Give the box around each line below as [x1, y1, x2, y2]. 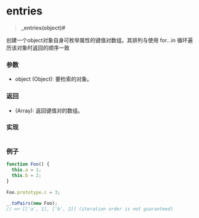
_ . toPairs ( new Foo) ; [6, 201, 58, 207]
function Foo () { [6, 161, 50, 167]
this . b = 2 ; [11, 172, 42, 178]
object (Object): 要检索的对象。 [14, 75, 93, 83]
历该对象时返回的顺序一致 [6, 44, 70, 51]
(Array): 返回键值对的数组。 [14, 107, 83, 114]
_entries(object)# [20, 24, 66, 31]
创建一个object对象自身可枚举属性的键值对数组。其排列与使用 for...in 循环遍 [6, 36, 194, 43]
